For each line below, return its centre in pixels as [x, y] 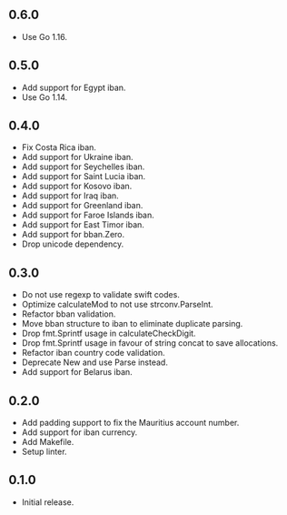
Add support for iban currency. [79, 432]
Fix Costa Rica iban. [59, 147]
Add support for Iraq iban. [70, 196]
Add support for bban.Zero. [73, 235]
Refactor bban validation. [69, 314]
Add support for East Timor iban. [83, 225]
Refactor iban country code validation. [93, 353]
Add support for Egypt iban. [74, 87]
